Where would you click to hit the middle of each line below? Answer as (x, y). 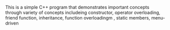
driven (12, 23)
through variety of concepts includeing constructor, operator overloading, (83, 12)
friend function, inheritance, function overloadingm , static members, (78, 18)
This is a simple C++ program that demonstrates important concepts (77, 7)
